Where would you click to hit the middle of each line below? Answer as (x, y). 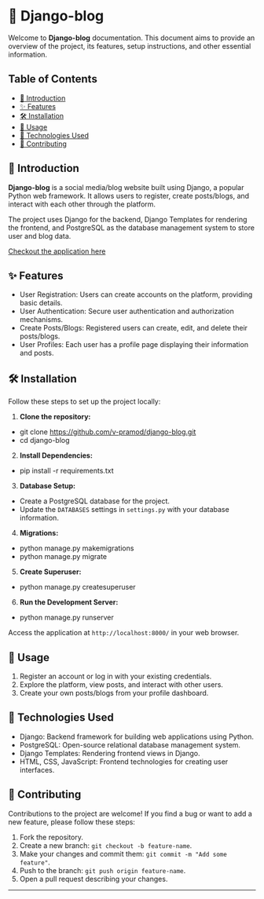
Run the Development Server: (69, 602)
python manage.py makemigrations (77, 548)
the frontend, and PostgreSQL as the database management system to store (132, 228)
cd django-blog (44, 440)
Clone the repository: (55, 417)
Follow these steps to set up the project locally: (84, 402)
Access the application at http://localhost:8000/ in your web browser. (124, 633)
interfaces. (37, 769)
